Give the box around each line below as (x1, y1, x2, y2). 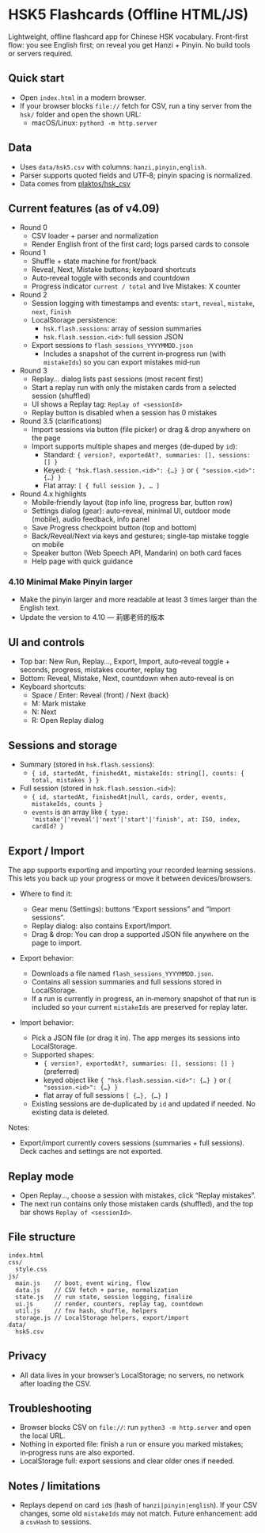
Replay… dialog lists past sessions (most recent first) (31, 374, 204, 384)
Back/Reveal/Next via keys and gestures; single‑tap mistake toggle (31, 531, 249, 541)
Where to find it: (19, 889, 73, 899)
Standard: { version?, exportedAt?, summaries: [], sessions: (43, 450, 251, 460)
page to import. (31, 938, 82, 948)
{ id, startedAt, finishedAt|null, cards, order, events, (31, 793, 227, 801)
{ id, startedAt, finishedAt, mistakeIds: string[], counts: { (31, 770, 245, 778)
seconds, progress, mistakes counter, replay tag (19, 665, 177, 675)
